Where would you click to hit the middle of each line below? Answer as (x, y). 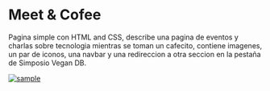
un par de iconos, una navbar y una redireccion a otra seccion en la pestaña (135, 54)
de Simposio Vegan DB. (48, 63)
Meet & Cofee (55, 15)
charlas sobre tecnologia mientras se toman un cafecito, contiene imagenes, (135, 45)
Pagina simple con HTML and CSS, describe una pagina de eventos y (124, 37)
